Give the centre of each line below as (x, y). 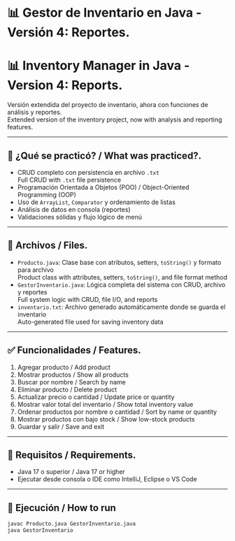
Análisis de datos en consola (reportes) (74, 209)
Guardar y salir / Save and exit (61, 426)
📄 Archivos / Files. (48, 246)
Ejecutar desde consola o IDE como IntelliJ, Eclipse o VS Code (107, 479)
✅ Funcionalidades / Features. (74, 351)
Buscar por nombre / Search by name (71, 382)
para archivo (35, 270)
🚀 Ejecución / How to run (62, 508)
